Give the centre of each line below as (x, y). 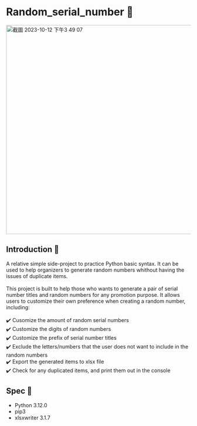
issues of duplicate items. (37, 276)
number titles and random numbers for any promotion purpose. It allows (93, 295)
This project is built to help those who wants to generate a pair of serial (92, 288)
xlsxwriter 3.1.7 (33, 417)
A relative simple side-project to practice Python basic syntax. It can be (92, 263)
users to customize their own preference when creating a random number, (96, 301)
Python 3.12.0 (31, 405)
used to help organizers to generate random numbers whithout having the (95, 270)
